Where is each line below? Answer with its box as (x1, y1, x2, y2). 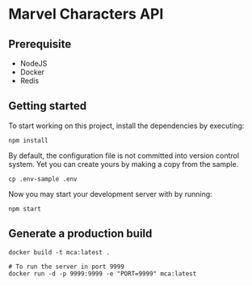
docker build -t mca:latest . (8, 248, 111, 256)
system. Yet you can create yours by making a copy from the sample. (8, 159, 239, 169)
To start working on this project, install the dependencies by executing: (8, 121, 245, 130)
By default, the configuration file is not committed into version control (8, 151, 240, 160)
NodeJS (19, 58, 48, 68)
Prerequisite (8, 37, 72, 51)
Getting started (8, 99, 87, 113)
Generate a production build (8, 227, 153, 241)
